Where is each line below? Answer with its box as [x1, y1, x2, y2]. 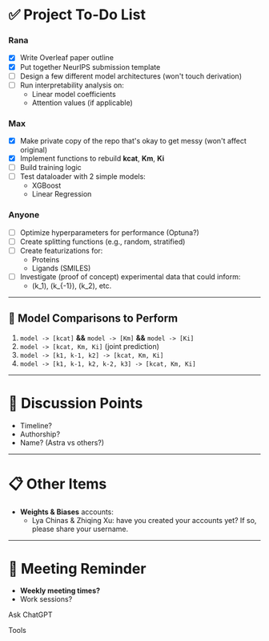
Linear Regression [31, 189, 92, 199]
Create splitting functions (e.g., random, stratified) [19, 237, 186, 246]
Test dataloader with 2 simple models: [19, 172, 146, 181]
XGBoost [31, 181, 62, 190]
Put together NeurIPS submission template [19, 62, 161, 71]
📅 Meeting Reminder [8, 559, 147, 578]
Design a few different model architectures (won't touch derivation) [19, 71, 243, 81]
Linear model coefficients [31, 89, 116, 99]
